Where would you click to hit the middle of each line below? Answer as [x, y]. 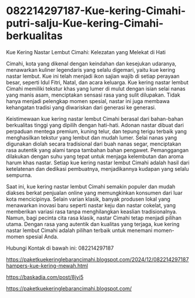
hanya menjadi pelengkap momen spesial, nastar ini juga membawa [88, 101]
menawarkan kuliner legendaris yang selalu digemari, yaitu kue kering [91, 69]
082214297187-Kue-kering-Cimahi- [96, 11]
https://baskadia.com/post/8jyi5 [45, 277]
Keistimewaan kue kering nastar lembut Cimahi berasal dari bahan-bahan [95, 118]
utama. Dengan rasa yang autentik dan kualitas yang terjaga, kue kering [93, 224]
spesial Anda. [42, 236]
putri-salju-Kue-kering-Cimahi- [85, 23]
